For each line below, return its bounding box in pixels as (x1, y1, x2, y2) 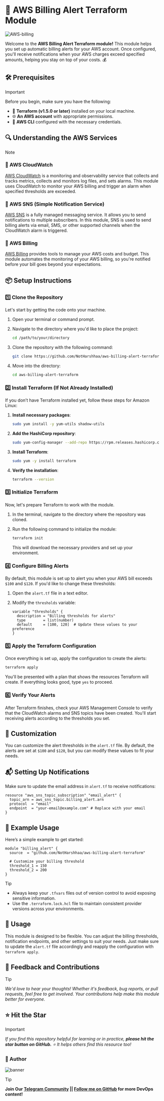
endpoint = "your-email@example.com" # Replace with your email (9, 806, 146, 811)
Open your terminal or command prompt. (12, 316, 95, 322)
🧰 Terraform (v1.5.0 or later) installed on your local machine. (12, 108, 136, 114)
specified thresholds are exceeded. (5, 188, 77, 194)
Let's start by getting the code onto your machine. (5, 307, 106, 313)
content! (5, 1091, 23, 1097)
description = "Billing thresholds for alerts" (17, 614, 116, 619)
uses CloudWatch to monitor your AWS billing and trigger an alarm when (5, 183, 151, 189)
